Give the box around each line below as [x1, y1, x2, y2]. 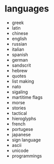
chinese [11, 30, 28, 36]
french [11, 121, 26, 127]
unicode [11, 147, 29, 153]
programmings [11, 152, 42, 158]
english [11, 36, 27, 42]
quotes [11, 73, 27, 79]
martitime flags [11, 94, 43, 100]
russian [11, 41, 27, 47]
